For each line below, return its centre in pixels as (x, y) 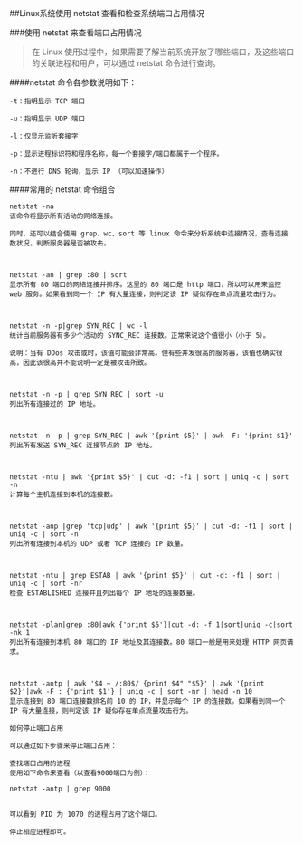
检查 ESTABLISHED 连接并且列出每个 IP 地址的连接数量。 (104, 593)
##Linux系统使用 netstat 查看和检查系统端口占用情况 (107, 13)
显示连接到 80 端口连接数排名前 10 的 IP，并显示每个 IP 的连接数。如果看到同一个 (147, 701)
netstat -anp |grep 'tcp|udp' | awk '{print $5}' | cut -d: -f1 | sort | (151, 526)
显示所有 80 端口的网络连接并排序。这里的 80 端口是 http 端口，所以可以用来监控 (146, 284)
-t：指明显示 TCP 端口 (47, 101)
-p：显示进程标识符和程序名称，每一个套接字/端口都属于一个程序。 (117, 154)
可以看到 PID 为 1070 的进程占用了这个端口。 (85, 814)
